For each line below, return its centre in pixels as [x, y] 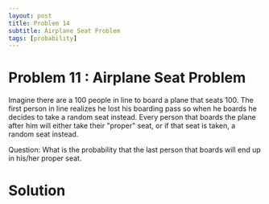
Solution [37, 191]
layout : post [30, 16]
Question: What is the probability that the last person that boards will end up [135, 150]
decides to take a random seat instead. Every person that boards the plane [132, 117]
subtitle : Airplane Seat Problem [64, 31]
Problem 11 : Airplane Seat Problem [127, 78]
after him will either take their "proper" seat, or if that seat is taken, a [122, 126]
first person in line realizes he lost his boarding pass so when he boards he [133, 108]
